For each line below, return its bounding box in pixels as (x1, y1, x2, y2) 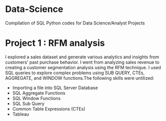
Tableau (12, 111, 29, 117)
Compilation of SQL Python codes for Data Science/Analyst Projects (5, 20, 145, 26)
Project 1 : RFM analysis (5, 37, 105, 49)
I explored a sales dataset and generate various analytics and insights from (5, 54, 160, 60)
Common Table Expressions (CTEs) (12, 106, 86, 112)
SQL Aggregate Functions (12, 90, 66, 96)
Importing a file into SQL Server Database (12, 85, 98, 91)
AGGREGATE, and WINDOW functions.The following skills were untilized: (5, 75, 155, 81)
